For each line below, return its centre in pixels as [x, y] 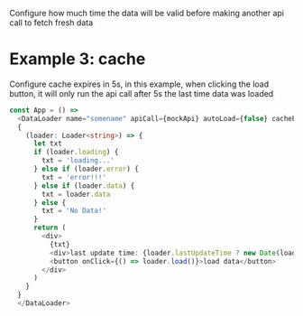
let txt [48, 144]
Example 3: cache [78, 59]
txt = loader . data [76, 194]
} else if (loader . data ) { [84, 186]
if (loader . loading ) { [76, 153]
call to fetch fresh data [51, 23]
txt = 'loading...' [78, 161]
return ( [50, 228]
